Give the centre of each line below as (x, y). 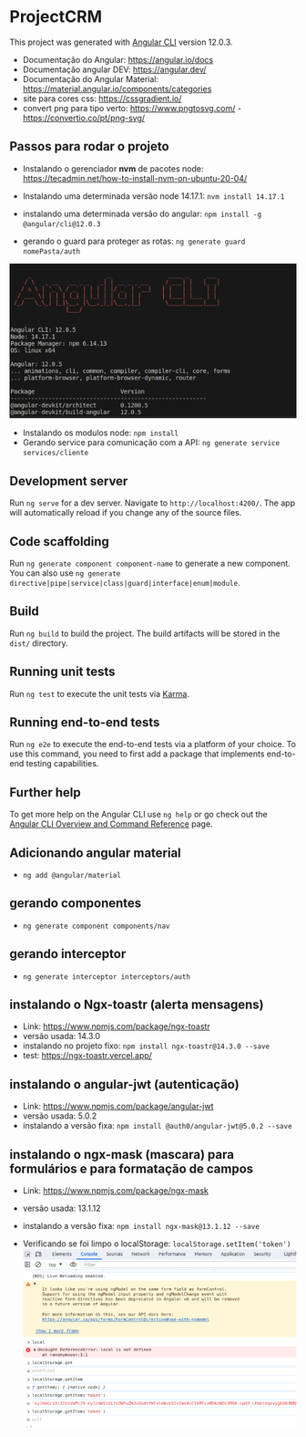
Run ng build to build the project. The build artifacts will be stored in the (145, 633)
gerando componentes (76, 904)
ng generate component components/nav (96, 926)
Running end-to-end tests (85, 722)
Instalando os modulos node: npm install (101, 433)
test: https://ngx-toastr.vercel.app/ (87, 1056)
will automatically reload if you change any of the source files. (126, 513)
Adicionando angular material (96, 853)
